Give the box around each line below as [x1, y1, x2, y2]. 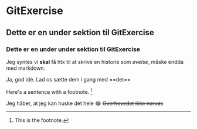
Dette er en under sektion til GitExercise [6, 28, 154, 38]
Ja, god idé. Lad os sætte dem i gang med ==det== [6, 76, 131, 83]
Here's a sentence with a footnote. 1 [6, 87, 93, 95]
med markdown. [6, 64, 46, 72]
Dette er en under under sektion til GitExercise [6, 45, 141, 53]
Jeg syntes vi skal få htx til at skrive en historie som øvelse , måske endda [6, 58, 184, 65]
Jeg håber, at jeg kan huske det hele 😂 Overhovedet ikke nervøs [6, 100, 164, 107]
